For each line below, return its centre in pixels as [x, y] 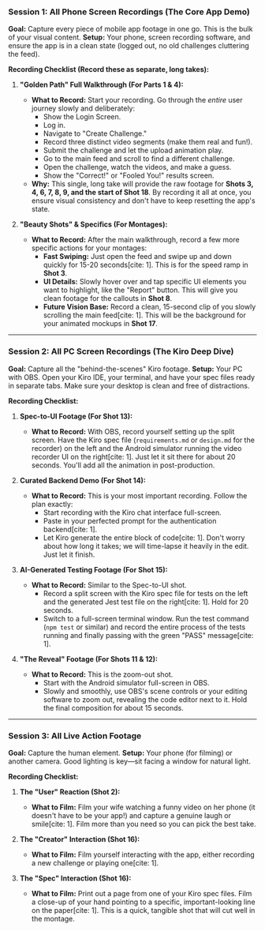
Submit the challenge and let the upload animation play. [133, 150]
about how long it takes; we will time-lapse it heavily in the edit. [146, 546]
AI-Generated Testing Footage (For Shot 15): [93, 569]
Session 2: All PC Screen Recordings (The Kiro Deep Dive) [121, 351]
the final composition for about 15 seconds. [113, 708]
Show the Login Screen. [82, 117]
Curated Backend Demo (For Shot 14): [82, 480]
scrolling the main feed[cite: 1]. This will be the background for [144, 315]
